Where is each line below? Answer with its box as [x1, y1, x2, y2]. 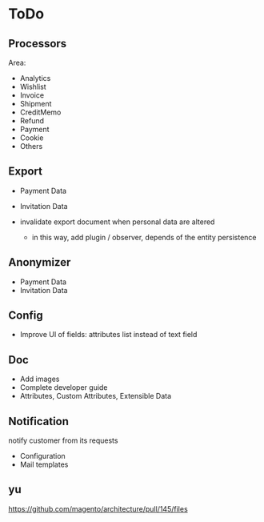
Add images [19, 374, 60, 384]
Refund [19, 116, 45, 125]
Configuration [19, 452, 66, 461]
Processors [8, 37, 67, 50]
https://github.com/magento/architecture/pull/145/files [8, 504, 188, 513]
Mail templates [19, 460, 69, 469]
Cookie [19, 133, 44, 143]
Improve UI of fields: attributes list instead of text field [19, 330, 198, 339]
